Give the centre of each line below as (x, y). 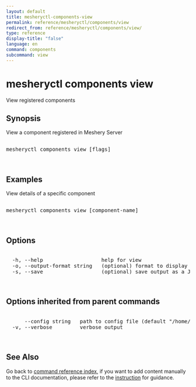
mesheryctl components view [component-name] (72, 210)
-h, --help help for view (77, 260)
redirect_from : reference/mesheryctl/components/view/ (74, 28)
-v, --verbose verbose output (68, 327)
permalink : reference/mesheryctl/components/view (68, 22)
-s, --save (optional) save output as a (98, 272)
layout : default (26, 11)
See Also (22, 357)
